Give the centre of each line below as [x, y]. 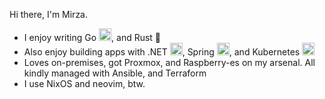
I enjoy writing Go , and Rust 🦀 [92, 37]
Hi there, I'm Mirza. [49, 14]
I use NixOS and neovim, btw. [84, 83]
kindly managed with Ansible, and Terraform [115, 73]
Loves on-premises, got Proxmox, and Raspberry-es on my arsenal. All [169, 62]
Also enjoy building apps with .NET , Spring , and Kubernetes [162, 52]
